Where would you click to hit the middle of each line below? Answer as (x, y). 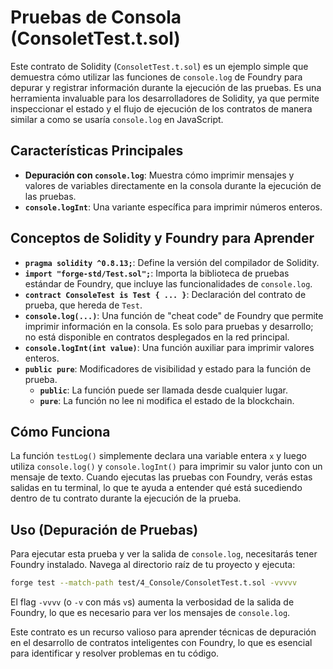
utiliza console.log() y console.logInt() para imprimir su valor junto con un (166, 467)
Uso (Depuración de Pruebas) (104, 529)
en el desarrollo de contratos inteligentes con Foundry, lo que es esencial (161, 643)
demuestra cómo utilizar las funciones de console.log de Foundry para (156, 77)
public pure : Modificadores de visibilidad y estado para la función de (168, 368)
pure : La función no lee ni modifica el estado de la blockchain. (167, 400)
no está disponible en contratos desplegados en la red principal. (157, 337)
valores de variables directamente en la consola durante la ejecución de (173, 185)
